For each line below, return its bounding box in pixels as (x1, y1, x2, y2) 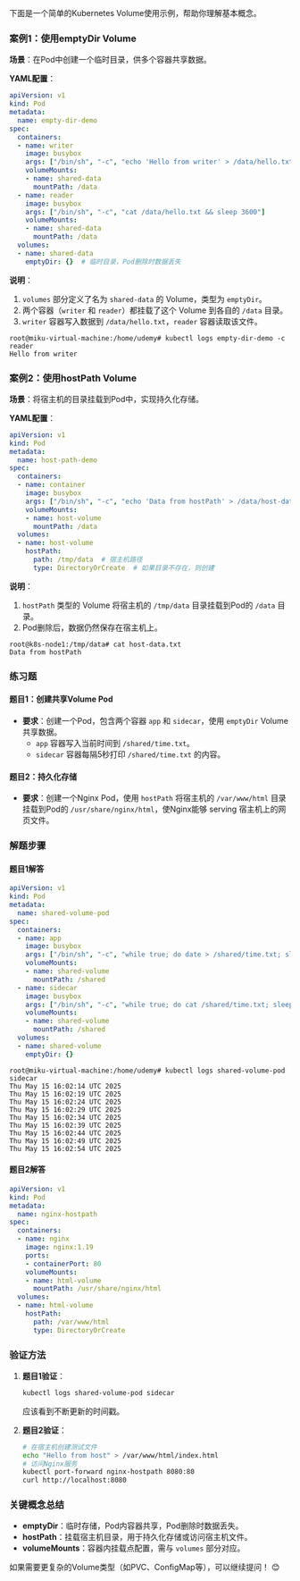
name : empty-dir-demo (17, 115, 98, 125)
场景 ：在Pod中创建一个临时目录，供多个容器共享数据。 (9, 55, 212, 65)
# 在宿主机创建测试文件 (21, 1442, 98, 1451)
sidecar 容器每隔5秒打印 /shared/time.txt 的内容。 (35, 749, 226, 760)
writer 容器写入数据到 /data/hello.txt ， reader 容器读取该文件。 (21, 315, 262, 326)
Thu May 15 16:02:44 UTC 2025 (9, 1129, 122, 1138)
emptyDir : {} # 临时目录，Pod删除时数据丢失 (25, 257, 181, 266)
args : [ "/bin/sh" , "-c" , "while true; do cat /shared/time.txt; (25, 1000, 270, 1009)
